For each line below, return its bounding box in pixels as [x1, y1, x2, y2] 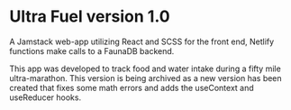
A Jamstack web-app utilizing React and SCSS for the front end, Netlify [9, 36, 275, 47]
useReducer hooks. [9, 92, 82, 103]
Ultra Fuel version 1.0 [9, 6, 170, 27]
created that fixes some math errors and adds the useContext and [9, 82, 254, 93]
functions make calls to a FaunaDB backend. [9, 45, 175, 56]
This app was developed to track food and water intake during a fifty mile [9, 63, 281, 74]
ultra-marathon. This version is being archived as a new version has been [9, 72, 282, 83]
